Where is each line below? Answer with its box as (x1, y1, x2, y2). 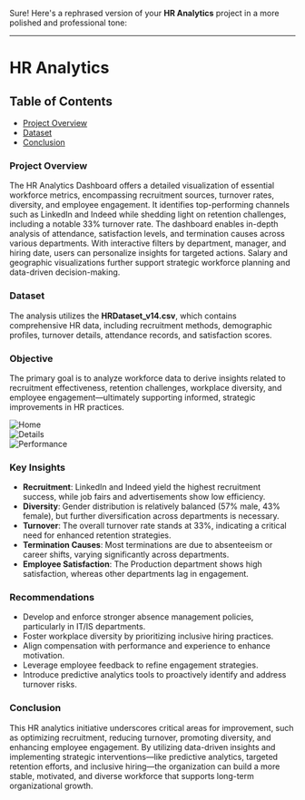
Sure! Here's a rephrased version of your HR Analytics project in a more (9, 8, 280, 18)
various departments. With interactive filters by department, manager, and (9, 238, 287, 249)
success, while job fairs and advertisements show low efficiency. (22, 492, 266, 502)
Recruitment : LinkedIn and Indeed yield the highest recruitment (22, 482, 261, 493)
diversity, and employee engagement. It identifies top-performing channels (9, 200, 290, 210)
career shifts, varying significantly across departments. (22, 549, 230, 561)
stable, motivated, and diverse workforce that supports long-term (9, 770, 254, 781)
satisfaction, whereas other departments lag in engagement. (22, 569, 250, 580)
